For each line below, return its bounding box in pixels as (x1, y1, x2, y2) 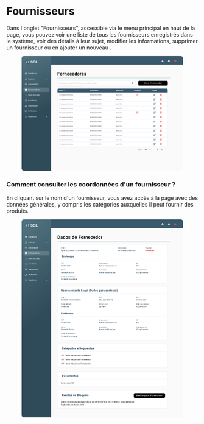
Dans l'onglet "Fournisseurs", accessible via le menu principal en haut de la (6, 24, 195, 32)
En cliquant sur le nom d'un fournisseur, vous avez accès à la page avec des (6, 194, 199, 202)
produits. (6, 207, 29, 214)
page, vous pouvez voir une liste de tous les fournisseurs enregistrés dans (6, 30, 193, 38)
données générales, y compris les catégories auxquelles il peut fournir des (6, 200, 194, 208)
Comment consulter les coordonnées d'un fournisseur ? (6, 180, 175, 189)
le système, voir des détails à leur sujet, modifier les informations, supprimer (6, 37, 198, 44)
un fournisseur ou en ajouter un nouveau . (6, 44, 111, 51)
